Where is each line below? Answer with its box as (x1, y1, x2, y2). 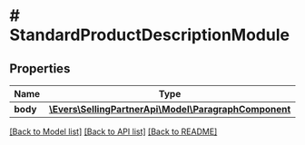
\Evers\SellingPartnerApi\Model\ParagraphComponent (48, 103, 291, 115)
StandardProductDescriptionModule (9, 24, 290, 45)
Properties (9, 61, 71, 76)
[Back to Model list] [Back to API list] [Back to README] (9, 126, 218, 137)
